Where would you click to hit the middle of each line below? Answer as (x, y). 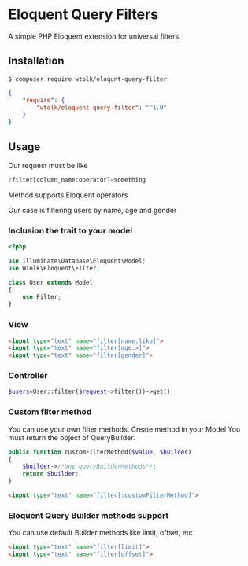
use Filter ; (42, 297)
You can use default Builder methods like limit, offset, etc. (102, 533)
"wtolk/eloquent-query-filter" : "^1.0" (102, 108)
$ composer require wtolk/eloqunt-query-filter (88, 79)
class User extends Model (50, 282)
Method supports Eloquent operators (68, 195)
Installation (36, 61)
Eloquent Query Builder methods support (89, 515)
